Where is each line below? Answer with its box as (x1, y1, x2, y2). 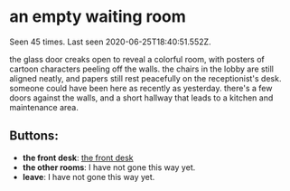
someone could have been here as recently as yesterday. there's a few (9, 82, 273, 93)
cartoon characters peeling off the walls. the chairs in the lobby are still (9, 63, 274, 74)
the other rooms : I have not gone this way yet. (22, 161, 196, 173)
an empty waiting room (9, 6, 187, 27)
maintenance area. (9, 101, 79, 112)
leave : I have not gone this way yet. (22, 171, 155, 182)
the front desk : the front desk (22, 152, 134, 163)
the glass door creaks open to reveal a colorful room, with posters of (9, 53, 265, 64)
